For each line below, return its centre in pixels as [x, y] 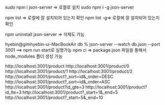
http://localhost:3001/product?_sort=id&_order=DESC [59, 76]
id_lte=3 [13, 92]
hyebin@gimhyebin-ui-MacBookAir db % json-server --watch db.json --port [82, 44]
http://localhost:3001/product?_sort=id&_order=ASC [58, 82]
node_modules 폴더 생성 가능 [34, 56]
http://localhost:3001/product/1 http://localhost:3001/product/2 [69, 71]
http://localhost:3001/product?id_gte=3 [45, 87]
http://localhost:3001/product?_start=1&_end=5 [70, 92]
